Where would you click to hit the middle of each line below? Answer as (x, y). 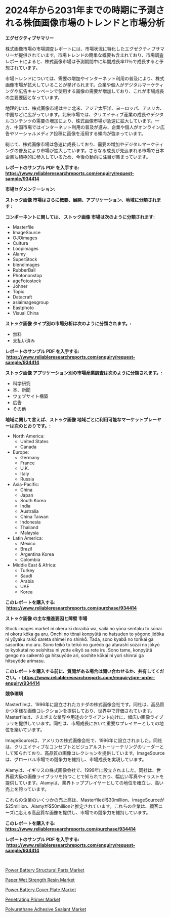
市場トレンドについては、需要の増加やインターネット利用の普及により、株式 (85, 78)
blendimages (26, 265)
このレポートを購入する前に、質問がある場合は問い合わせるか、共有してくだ (85, 671)
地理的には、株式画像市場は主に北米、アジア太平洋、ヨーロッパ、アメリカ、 (85, 108)
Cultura (20, 243)
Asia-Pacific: (26, 484)
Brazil (26, 549)
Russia (27, 479)
